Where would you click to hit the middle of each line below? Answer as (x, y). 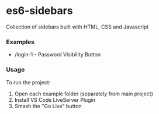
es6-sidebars (39, 11)
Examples (20, 42)
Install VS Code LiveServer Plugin (55, 99)
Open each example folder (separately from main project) (84, 94)
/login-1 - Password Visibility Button (58, 55)
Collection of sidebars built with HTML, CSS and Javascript (77, 27)
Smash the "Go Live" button (48, 106)
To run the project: (28, 82)
